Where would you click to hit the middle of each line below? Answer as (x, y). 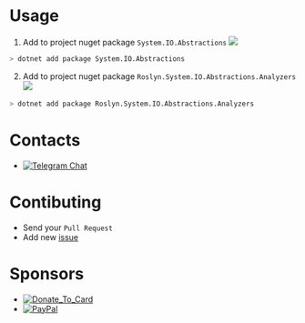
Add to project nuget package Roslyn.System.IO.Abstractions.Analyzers (159, 76)
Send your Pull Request (68, 227)
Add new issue (51, 237)
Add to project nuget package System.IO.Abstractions (125, 42)
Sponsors (47, 273)
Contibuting (56, 202)
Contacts (45, 140)
